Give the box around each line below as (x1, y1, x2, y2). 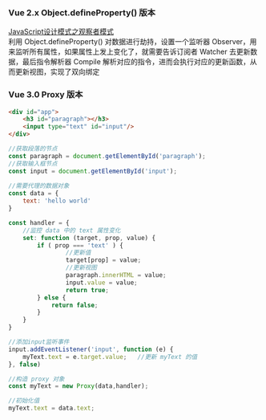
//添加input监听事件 (8, 338, 70, 346)
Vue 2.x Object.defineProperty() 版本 (8, 6, 156, 18)
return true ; (65, 286, 110, 294)
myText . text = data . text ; (8, 404, 95, 413)
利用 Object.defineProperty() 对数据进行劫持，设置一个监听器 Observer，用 (8, 37, 257, 47)
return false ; (50, 301, 99, 309)
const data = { (8, 190, 59, 198)
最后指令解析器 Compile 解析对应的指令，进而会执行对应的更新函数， (22, 57, 251, 67)
